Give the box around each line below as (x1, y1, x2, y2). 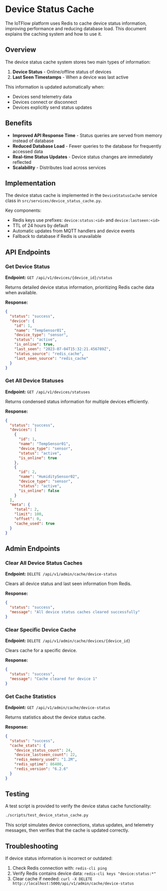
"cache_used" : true (14, 521, 55, 526)
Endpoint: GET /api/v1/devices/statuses (5, 389, 90, 395)
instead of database (12, 138, 54, 144)
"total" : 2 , (14, 507, 39, 512)
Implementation (5, 179, 56, 187)
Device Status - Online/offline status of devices (12, 69, 112, 75)
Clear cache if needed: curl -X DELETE (12, 876, 93, 882)
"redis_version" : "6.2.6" (14, 767, 69, 772)
